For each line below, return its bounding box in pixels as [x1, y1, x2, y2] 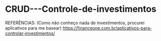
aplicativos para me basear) [5, 25, 62, 31]
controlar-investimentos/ [5, 30, 55, 36]
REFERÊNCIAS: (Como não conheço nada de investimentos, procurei [5, 20, 145, 26]
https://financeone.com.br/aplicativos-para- [62, 25, 152, 31]
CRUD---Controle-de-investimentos [5, 3, 157, 15]
